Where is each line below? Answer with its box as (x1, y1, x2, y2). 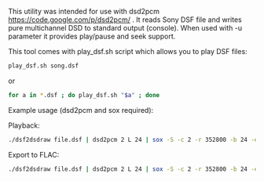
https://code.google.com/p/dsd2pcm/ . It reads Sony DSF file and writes (8, 15, 242, 24)
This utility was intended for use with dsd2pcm (8, 7, 159, 16)
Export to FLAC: (8, 150, 60, 159)
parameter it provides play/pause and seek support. (8, 31, 176, 41)
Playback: (8, 121, 41, 130)
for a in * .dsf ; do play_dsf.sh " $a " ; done (8, 91, 160, 99)
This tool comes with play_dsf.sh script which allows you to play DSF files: (8, 47, 247, 56)
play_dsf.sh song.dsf (8, 62, 79, 70)
